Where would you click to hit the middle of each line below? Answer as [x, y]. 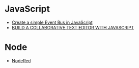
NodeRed [21, 60]
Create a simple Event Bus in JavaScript [52, 22]
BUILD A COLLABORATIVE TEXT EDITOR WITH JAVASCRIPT [73, 27]
